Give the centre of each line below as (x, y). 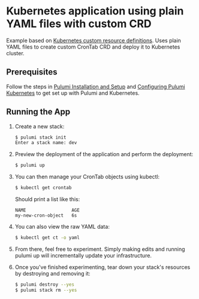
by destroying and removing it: (53, 273)
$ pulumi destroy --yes (45, 284)
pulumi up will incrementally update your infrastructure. (83, 255)
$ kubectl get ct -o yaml (47, 238)
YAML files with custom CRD (79, 24)
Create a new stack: (40, 126)
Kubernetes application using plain (95, 11)
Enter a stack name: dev (46, 143)
